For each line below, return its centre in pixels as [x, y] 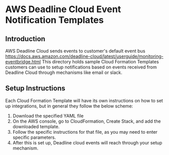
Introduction [25, 39]
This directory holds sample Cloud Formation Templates [100, 62]
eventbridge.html [23, 62]
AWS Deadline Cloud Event [63, 9]
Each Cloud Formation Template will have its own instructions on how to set [84, 100]
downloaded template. [36, 126]
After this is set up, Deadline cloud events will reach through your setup [87, 142]
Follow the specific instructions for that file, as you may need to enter [85, 132]
